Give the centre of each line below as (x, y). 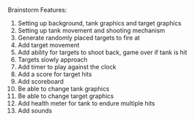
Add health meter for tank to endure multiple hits (86, 103)
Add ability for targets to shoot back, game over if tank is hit (102, 52)
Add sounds (35, 110)
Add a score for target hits (54, 74)
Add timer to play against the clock (67, 67)
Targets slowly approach (52, 60)
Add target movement (48, 45)
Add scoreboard (41, 81)
